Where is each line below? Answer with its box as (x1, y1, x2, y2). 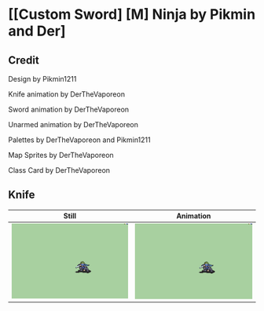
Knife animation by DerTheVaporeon (8, 90, 126, 99)
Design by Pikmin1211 (8, 75, 77, 83)
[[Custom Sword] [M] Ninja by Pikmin (8, 5, 256, 24)
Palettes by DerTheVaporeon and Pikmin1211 (8, 135, 151, 145)
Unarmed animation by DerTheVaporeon (8, 120, 139, 129)
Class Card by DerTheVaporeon (8, 166, 111, 174)
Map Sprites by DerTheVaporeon (8, 151, 114, 159)
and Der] (8, 22, 66, 40)
